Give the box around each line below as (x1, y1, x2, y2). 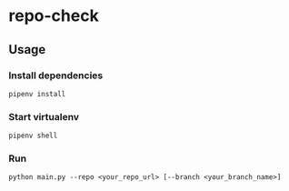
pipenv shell (8, 131, 58, 141)
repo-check (8, 5, 99, 26)
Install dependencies (8, 69, 104, 82)
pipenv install (8, 89, 66, 98)
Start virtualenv (8, 110, 79, 123)
